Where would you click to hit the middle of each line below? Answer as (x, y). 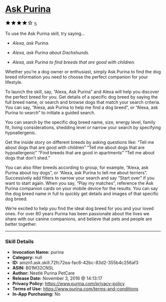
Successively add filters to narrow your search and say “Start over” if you (80, 178)
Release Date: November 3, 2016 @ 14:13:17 (57, 278)
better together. (21, 224)
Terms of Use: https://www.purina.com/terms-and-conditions (75, 289)
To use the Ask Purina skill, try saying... (45, 34)
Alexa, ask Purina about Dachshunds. (51, 52)
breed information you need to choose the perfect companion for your (77, 77)
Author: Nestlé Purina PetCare (43, 273)
